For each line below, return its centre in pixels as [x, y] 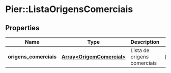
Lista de [140, 50]
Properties [22, 28]
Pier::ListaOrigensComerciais [69, 9]
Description [145, 42]
